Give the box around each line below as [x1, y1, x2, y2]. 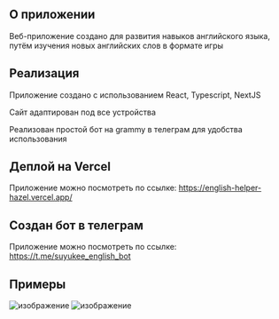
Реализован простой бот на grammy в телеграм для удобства [9, 124, 244, 134]
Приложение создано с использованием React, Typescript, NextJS [9, 89, 261, 100]
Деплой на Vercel [9, 159, 111, 174]
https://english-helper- [178, 182, 262, 194]
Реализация [9, 66, 80, 81]
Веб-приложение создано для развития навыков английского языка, [9, 30, 270, 41]
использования [9, 133, 68, 144]
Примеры [9, 276, 66, 291]
